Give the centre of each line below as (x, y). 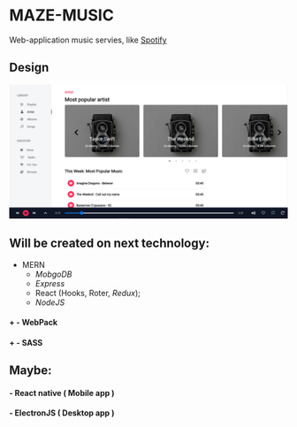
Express (50, 283)
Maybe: (30, 371)
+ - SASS (26, 342)
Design (29, 68)
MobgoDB (53, 274)
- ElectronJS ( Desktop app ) (62, 413)
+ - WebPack (34, 323)
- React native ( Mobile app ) (62, 393)
